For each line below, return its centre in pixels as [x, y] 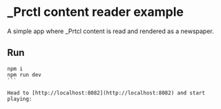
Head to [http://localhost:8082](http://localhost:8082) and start [106, 93]
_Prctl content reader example [96, 12]
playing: [20, 99]
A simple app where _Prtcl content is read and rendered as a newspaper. [110, 31]
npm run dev [24, 75]
